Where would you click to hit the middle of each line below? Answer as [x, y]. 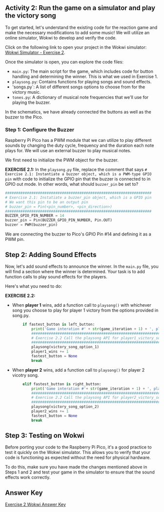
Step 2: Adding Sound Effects [51, 255]
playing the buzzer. [31, 102]
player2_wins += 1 [50, 412]
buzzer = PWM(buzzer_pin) [31, 225]
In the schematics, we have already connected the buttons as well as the [78, 112]
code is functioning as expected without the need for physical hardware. [78, 457]
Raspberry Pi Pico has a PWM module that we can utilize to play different [78, 140]
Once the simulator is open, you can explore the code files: [64, 62]
